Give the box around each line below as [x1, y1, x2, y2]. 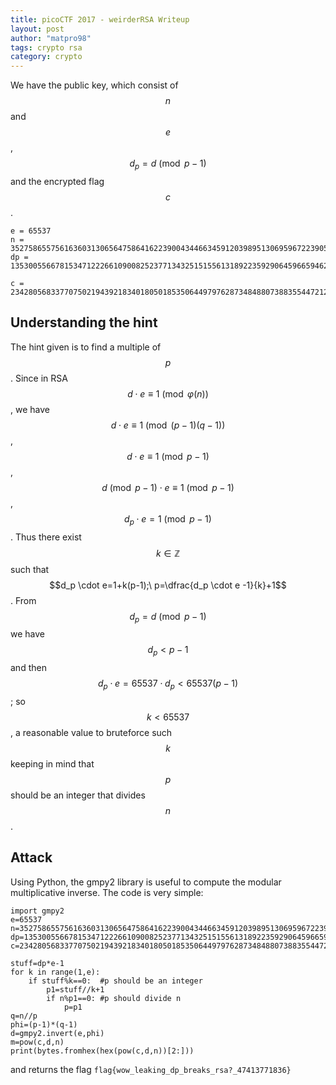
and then [10, 662, 47, 674]
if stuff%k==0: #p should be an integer [28, 976, 203, 986]
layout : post [10, 24, 65, 34]
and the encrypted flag [10, 175, 105, 187]
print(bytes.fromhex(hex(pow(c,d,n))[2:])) [10, 1046, 195, 1056]
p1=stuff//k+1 [46, 984, 105, 995]
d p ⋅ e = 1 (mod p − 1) [124, 512, 212, 527]
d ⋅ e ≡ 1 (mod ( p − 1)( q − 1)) [110, 419, 226, 431]
